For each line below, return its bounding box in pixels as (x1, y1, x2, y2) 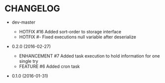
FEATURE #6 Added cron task (19, 63, 80, 69)
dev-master (11, 19, 35, 25)
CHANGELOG (4, 3, 60, 14)
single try (19, 58, 38, 64)
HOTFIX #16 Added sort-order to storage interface (19, 28, 122, 34)
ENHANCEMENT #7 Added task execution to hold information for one (19, 53, 160, 59)
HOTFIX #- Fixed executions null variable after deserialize (19, 34, 136, 40)
